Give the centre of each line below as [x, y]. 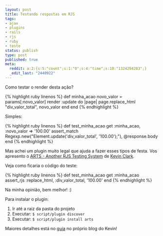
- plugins [15, 28]
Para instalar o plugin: [27, 199]
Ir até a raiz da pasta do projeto [44, 209]
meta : [10, 64]
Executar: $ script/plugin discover [48, 214]
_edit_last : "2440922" [32, 73]
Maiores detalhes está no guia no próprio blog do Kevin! [61, 228]
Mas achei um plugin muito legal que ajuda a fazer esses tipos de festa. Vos [81, 151]
